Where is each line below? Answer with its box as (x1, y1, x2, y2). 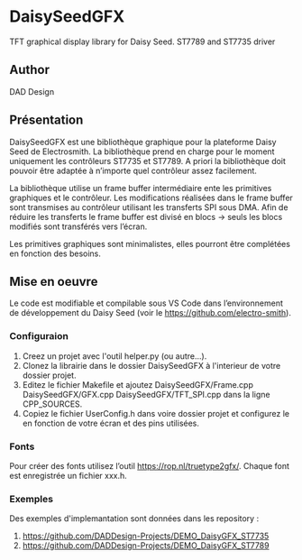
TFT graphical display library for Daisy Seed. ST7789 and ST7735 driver (9, 36, 276, 47)
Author (9, 62, 50, 78)
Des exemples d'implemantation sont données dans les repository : (9, 513, 260, 524)
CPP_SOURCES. (22, 399, 83, 409)
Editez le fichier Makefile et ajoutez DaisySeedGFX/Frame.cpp (22, 379, 254, 390)
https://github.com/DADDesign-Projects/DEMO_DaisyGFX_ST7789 (22, 540, 270, 551)
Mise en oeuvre (9, 273, 98, 289)
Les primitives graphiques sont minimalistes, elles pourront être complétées (9, 238, 291, 249)
